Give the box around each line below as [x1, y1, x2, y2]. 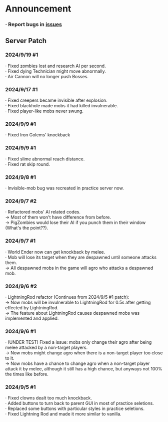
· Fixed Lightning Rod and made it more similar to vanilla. [5, 411, 121, 417]
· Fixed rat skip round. [5, 161, 50, 167]
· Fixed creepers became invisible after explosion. [5, 97, 107, 103]
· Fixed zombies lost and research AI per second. [5, 63, 106, 69]
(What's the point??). [5, 225, 48, 231]
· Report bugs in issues [5, 21, 62, 28]
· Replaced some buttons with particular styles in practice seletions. [5, 405, 145, 411]
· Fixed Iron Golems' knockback [5, 132, 70, 138]
